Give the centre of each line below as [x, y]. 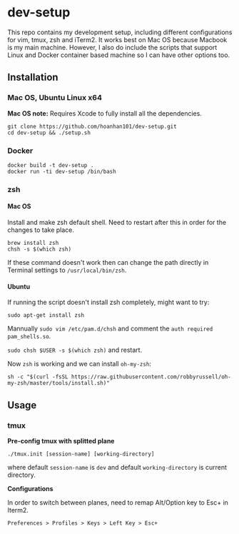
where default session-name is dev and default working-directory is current [117, 467]
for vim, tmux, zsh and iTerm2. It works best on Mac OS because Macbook [117, 39]
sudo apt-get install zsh [46, 316]
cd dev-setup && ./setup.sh [49, 133]
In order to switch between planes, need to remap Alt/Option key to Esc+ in [118, 502]
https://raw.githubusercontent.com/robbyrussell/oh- [151, 377]
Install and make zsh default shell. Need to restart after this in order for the [117, 223]
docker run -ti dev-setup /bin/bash [62, 171]
